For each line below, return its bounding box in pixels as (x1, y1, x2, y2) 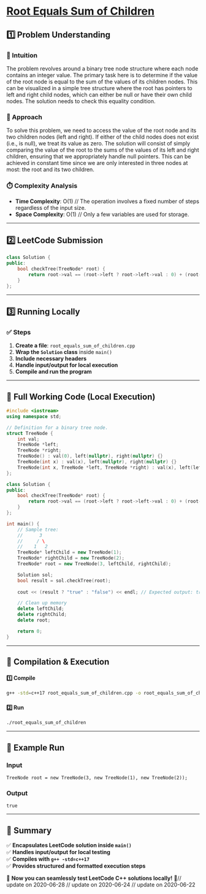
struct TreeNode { (6, 430, 53, 436)
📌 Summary (6, 825, 52, 836)
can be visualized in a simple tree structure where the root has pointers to (6, 84, 193, 91)
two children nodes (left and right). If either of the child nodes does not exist (6, 133, 199, 141)
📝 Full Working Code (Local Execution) (6, 391, 156, 402)
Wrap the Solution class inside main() (15, 349, 112, 356)
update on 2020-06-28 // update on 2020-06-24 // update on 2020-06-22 (6, 881, 196, 888)
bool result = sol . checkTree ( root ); (17, 577, 112, 584)
